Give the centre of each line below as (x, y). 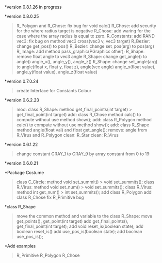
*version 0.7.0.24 (22, 81)
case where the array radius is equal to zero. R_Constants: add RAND (85, 36)
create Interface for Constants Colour (54, 91)
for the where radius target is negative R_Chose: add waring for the (83, 31)
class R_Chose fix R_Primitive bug (50, 197)
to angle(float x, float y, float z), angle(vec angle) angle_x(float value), (86, 67)
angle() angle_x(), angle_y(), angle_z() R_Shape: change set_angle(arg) (87, 62)
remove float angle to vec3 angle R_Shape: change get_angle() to (82, 57)
